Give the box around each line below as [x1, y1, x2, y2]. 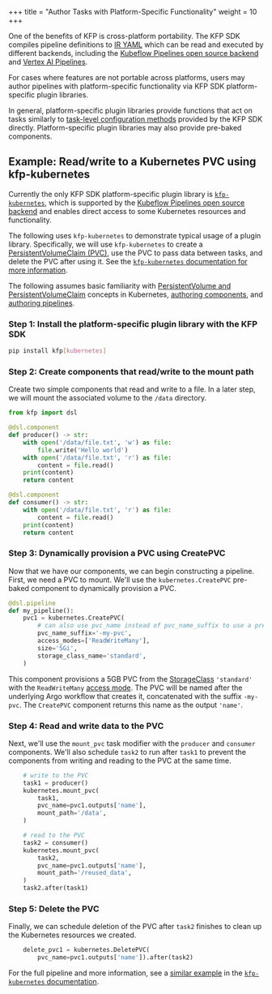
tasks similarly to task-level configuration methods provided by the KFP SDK [8, 114, 263, 124]
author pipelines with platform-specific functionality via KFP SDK [8, 81, 225, 91]
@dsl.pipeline [8, 599, 57, 607]
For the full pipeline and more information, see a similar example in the [8, 968, 243, 978]
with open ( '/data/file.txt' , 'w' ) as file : [23, 438, 172, 447]
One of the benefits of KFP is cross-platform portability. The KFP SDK [8, 32, 240, 41]
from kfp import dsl [8, 409, 79, 417]
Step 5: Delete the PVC [8, 903, 100, 915]
